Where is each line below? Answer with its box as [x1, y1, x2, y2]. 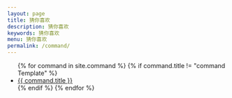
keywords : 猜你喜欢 [7, 29, 60, 37]
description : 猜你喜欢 [7, 23, 69, 30]
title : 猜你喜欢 [7, 17, 50, 24]
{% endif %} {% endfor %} [17, 84, 95, 92]
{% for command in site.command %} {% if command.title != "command [17, 62, 226, 70]
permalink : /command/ [7, 42, 71, 49]
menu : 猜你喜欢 [7, 36, 48, 43]
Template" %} [17, 69, 58, 77]
